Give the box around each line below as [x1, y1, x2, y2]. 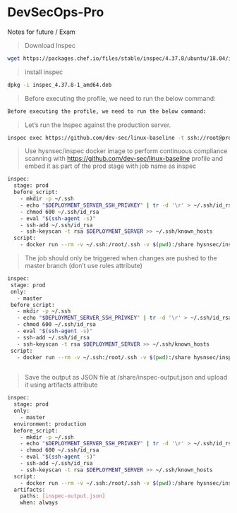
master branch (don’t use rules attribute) [24, 262, 143, 270]
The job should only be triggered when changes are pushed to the [24, 254, 217, 262]
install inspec [24, 68, 63, 76]
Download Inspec [24, 41, 76, 49]
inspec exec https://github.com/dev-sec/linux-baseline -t [7, 134, 185, 141]
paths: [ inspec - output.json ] [20, 493, 106, 500]
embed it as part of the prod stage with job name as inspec [24, 162, 197, 170]
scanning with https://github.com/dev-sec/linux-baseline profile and [24, 155, 224, 163]
